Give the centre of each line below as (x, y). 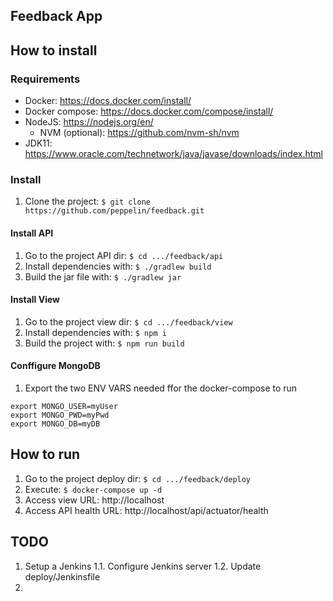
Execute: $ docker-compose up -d (93, 489)
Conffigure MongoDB (55, 366)
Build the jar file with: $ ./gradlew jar (103, 276)
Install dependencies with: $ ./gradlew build (118, 266)
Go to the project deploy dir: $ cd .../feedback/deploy (138, 478)
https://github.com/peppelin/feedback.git (114, 211)
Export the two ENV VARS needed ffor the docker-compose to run (161, 388)
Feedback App (56, 16)
